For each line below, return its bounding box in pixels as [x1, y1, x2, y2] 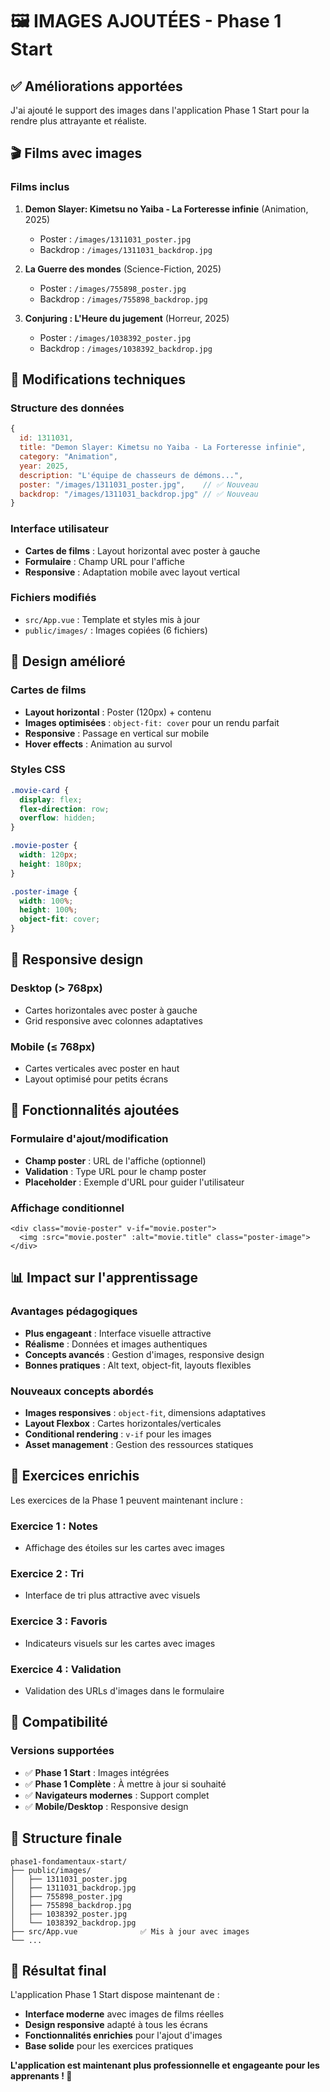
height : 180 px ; [19, 859, 83, 869]
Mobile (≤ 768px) [10, 1039, 96, 1053]
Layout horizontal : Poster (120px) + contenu [24, 706, 212, 718]
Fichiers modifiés [10, 591, 97, 605]
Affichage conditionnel [10, 1201, 125, 1215]
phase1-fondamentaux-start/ [10, 1856, 128, 1867]
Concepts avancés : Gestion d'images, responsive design [24, 1348, 265, 1360]
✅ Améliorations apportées [10, 78, 183, 95]
